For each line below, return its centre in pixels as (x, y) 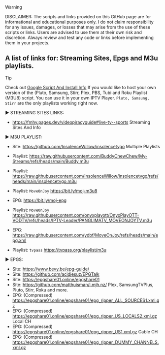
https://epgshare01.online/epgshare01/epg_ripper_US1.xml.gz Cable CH (85, 331)
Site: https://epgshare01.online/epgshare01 (56, 279)
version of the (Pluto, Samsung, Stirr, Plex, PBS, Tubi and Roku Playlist (76, 93)
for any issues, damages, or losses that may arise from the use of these (78, 27)
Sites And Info (26, 127)
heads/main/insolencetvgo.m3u (45, 181)
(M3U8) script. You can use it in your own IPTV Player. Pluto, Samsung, (77, 97)
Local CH (22, 321)
